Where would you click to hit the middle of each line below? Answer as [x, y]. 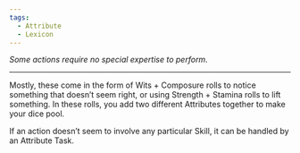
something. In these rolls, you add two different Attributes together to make [147, 105]
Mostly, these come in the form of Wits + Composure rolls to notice [133, 85]
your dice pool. [37, 114]
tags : [19, 17]
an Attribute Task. [42, 140]
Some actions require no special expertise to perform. [108, 60]
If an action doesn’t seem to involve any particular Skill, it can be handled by [149, 132]
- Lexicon [35, 34]
